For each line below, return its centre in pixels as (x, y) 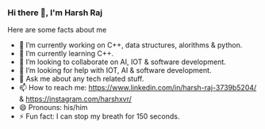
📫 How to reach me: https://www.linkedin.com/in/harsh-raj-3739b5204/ (138, 88)
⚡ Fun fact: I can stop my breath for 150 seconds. (99, 116)
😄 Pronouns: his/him (53, 108)
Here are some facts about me (57, 30)
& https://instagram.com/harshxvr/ (75, 99)
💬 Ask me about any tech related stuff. (81, 79)
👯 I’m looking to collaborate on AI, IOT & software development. (123, 62)
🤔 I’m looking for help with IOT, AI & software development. (115, 70)
